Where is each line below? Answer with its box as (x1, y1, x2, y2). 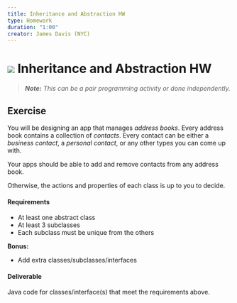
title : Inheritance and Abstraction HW (7, 10, 126, 18)
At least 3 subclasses (17, 221, 80, 229)
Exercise (7, 104, 47, 117)
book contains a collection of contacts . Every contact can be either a (7, 131, 209, 139)
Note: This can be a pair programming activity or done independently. (24, 84, 231, 93)
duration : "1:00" (7, 23, 59, 31)
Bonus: (7, 242, 29, 250)
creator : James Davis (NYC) (7, 30, 91, 38)
